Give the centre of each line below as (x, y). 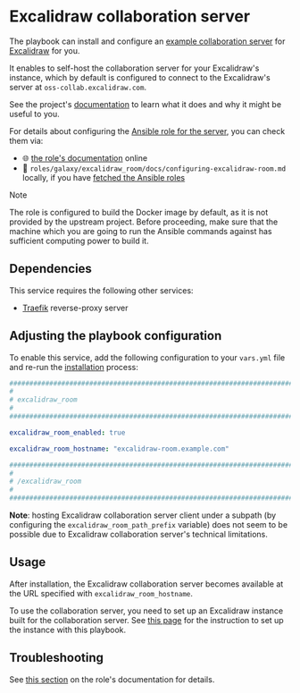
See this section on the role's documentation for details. (112, 679)
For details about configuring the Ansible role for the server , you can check (147, 131)
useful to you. (34, 114)
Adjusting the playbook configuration (116, 336)
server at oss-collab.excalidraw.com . (78, 87)
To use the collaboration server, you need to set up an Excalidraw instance (146, 611)
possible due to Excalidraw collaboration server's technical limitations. (138, 535)
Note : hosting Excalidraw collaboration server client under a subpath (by (143, 515)
